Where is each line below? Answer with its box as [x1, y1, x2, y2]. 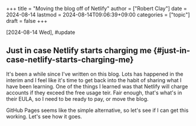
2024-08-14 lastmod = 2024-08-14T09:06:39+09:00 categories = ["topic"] [6, 11, 190, 18]
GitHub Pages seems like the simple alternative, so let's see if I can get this [6, 107, 189, 114]
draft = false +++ [6, 18, 48, 24]
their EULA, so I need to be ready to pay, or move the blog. [6, 95, 149, 102]
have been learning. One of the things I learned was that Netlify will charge [6, 83, 188, 90]
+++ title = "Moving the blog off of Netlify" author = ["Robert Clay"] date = [6, 5, 187, 12]
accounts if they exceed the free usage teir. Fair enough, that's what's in [6, 89, 182, 96]
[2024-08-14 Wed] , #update [6, 29, 76, 36]
